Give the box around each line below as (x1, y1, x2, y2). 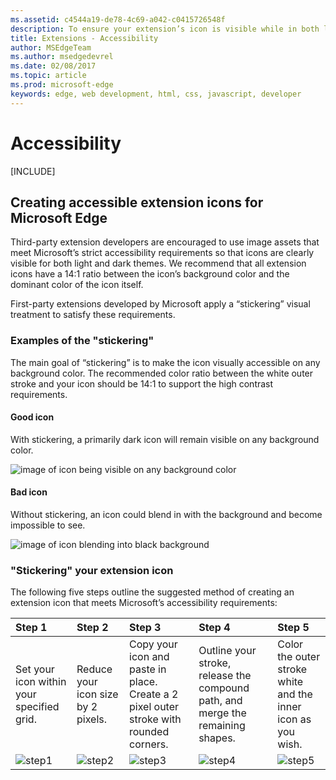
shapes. (198, 731, 236, 745)
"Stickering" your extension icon (10, 564, 174, 577)
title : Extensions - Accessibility (10, 33, 159, 43)
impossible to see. (10, 519, 86, 531)
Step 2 (76, 621, 109, 635)
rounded (129, 725, 170, 739)
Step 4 (198, 621, 231, 635)
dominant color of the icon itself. (10, 279, 144, 291)
